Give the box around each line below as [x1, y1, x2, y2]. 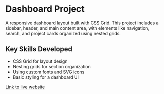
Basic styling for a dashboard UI [12, 74, 79, 80]
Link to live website [5, 84, 45, 90]
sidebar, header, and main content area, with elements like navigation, [5, 25, 149, 31]
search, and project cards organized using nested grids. [5, 30, 121, 36]
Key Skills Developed [5, 45, 73, 53]
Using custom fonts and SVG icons [12, 69, 85, 75]
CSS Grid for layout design [12, 58, 68, 64]
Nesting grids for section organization [12, 63, 91, 69]
